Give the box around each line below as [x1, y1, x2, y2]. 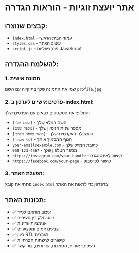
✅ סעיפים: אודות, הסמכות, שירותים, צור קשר [12, 243, 95, 249]
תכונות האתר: [5, 196, 46, 204]
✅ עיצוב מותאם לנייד [12, 209, 51, 215]
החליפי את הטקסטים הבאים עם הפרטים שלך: [5, 109, 90, 116]
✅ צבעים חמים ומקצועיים [12, 226, 59, 232]
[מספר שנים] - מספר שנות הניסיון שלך [12, 125, 82, 131]
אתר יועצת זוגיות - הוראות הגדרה [5, 2, 135, 13]
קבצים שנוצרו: [5, 22, 48, 30]
